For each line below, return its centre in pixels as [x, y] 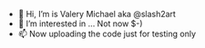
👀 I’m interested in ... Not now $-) [80, 24]
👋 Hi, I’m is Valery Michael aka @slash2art [97, 14]
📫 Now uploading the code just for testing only [107, 34]
